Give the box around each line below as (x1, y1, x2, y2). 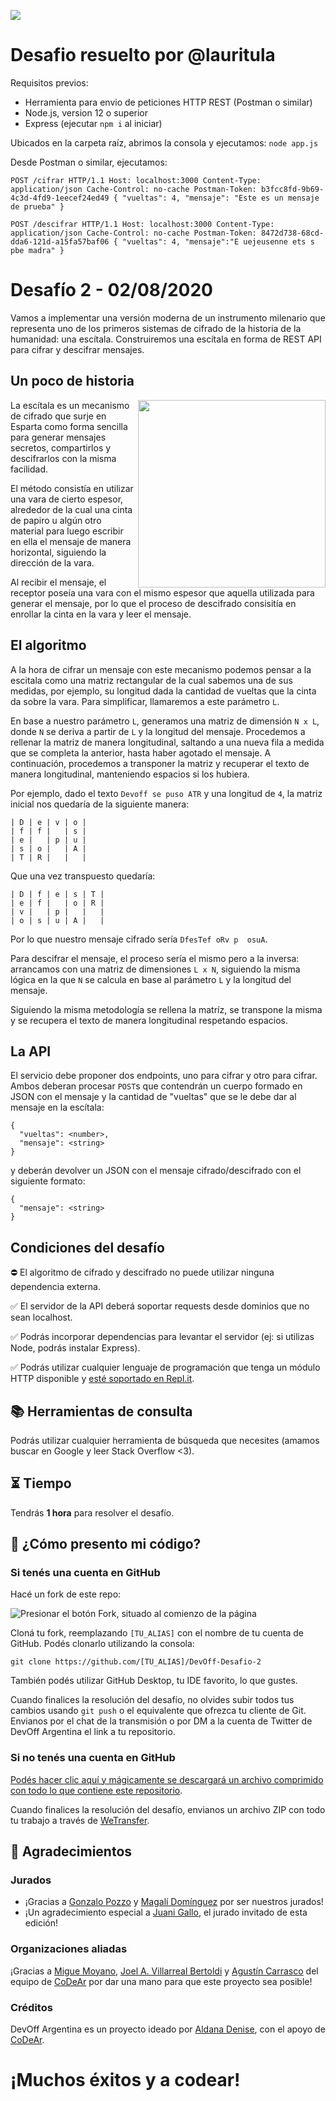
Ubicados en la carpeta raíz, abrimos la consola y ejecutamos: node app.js (10, 136, 319, 149)
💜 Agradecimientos (10, 1843, 133, 1860)
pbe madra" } (10, 245, 65, 255)
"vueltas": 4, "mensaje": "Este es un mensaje (121, 193, 320, 203)
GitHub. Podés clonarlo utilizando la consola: (10, 1638, 195, 1650)
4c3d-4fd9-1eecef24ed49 (10, 193, 110, 203)
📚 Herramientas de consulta (10, 1403, 193, 1420)
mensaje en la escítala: (10, 1101, 105, 1114)
